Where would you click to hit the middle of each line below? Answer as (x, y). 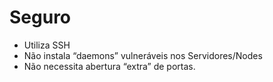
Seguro (40, 17)
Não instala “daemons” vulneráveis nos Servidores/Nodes (143, 55)
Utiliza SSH (47, 45)
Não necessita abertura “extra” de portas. (109, 66)
